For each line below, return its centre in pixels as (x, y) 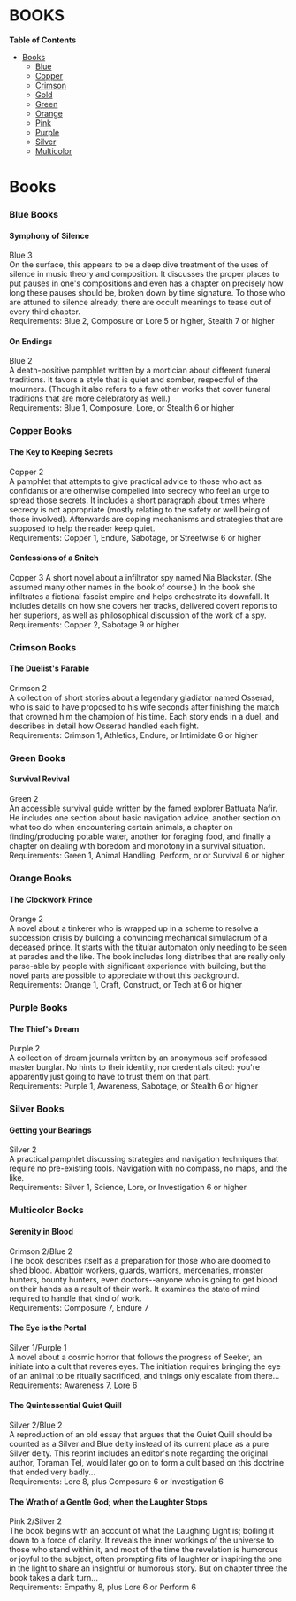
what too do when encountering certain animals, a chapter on (121, 827)
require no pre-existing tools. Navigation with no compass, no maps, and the (148, 1168)
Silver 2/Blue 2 (36, 1425)
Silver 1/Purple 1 (38, 1347)
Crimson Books (43, 647)
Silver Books (37, 1109)
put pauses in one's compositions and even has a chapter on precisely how (146, 283)
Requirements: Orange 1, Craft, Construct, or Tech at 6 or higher (126, 985)
